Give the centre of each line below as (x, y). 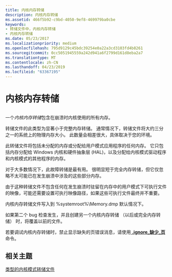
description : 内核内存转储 (32, 15)
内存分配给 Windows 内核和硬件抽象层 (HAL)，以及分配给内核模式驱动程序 (88, 152)
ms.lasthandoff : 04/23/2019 (35, 67)
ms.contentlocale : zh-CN (32, 62)
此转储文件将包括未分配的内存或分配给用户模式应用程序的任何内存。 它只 (82, 145)
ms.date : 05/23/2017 (27, 39)
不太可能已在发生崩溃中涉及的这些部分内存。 (57, 176)
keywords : (16, 24)
